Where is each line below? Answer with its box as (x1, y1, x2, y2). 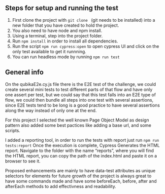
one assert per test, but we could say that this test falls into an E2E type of (5, 91, 156, 98)
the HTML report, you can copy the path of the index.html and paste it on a (5, 153, 157, 158)
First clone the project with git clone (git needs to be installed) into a (12, 17, 155, 23)
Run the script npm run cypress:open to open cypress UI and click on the (12, 43, 159, 49)
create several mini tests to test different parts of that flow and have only (5, 86, 153, 92)
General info (5, 68, 44, 77)
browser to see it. (5, 158, 41, 164)
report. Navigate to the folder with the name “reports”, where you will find (5, 148, 154, 154)
